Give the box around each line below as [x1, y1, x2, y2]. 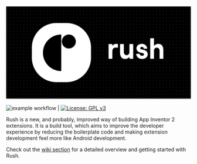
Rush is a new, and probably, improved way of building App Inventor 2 [6, 116, 175, 123]
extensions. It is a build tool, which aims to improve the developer [6, 122, 164, 129]
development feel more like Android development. [6, 135, 127, 141]
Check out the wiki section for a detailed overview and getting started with [6, 146, 186, 153]
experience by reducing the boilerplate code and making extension [6, 128, 168, 135]
